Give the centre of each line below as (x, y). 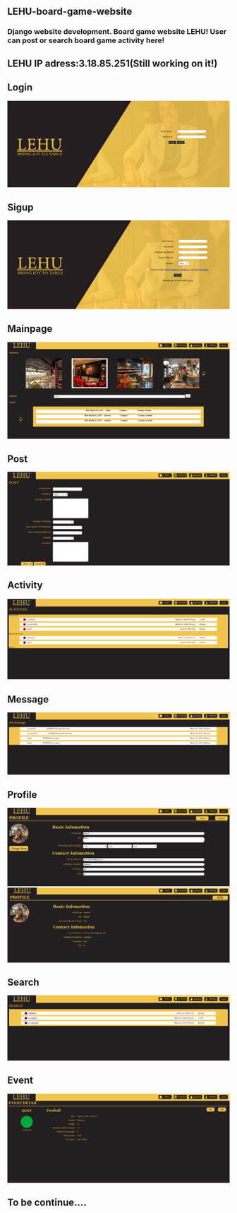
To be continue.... (47, 1202)
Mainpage (30, 329)
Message (28, 699)
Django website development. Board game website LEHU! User (117, 32)
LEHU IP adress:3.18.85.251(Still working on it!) (113, 63)
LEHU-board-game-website (70, 12)
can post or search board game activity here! (86, 40)
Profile (22, 795)
